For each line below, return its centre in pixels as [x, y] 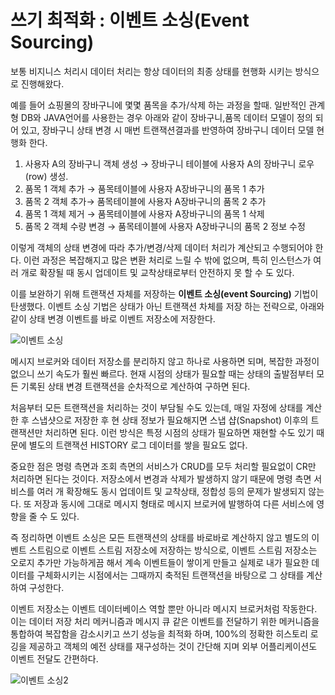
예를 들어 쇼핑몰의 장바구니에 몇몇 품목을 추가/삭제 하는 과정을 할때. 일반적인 [158, 105]
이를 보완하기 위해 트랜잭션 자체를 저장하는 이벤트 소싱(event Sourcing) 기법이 [164, 293]
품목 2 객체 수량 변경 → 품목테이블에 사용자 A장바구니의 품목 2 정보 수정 [165, 226]
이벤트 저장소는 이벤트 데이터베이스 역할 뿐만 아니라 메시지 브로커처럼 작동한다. [164, 608]
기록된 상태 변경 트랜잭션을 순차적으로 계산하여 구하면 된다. [135, 386]
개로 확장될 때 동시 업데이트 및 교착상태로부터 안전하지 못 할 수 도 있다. [157, 272]
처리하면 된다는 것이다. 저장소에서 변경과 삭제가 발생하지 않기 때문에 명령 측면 [161, 478]
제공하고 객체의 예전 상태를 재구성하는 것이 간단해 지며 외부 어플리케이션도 [173, 646]
